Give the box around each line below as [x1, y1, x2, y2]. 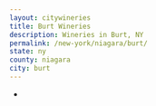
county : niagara [9, 55, 71, 64]
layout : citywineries [9, 13, 92, 23]
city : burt [9, 64, 51, 73]
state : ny [9, 47, 47, 56]
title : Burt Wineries [9, 22, 92, 31]
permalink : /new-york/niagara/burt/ [9, 38, 148, 48]
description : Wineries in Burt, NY [9, 30, 144, 39]
